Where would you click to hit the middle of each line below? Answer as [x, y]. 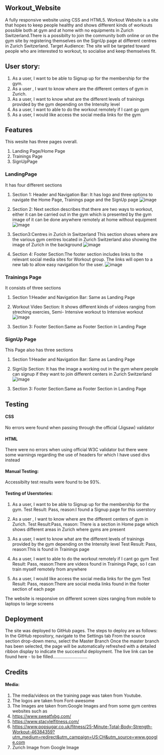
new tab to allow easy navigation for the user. [58, 264]
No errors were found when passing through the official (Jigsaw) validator [80, 427]
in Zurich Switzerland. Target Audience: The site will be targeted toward [77, 46]
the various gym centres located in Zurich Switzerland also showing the [84, 239]
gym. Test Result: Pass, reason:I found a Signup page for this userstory [84, 509]
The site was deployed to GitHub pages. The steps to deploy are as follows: [81, 631]
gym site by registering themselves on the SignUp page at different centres [81, 41]
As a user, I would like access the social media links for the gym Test [81, 578]
